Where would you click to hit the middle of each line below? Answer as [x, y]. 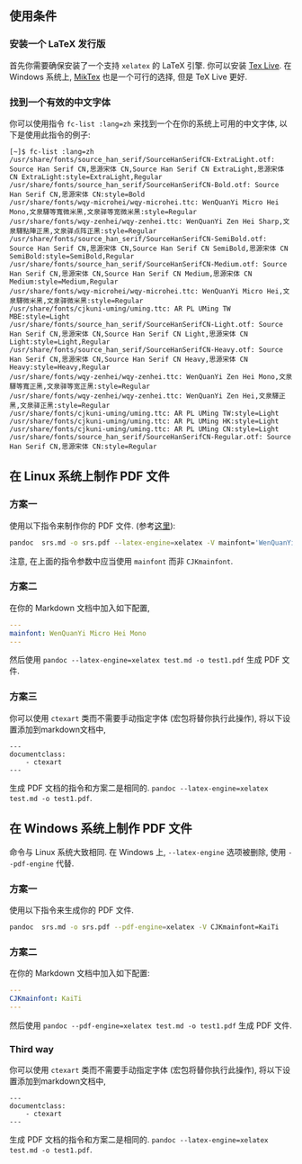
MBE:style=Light [40, 316]
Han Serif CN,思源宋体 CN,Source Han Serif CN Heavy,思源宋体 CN [129, 359]
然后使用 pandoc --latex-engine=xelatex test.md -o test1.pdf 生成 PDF [145, 660]
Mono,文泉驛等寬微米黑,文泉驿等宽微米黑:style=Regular [103, 212]
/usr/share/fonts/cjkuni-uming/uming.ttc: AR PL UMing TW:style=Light [144, 413]
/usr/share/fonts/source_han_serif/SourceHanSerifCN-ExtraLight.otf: [142, 159]
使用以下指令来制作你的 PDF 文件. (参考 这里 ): [93, 526]
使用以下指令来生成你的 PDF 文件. [72, 910]
